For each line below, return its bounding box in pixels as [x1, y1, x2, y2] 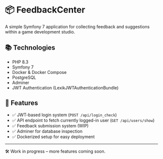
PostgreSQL [12, 74, 36, 80]
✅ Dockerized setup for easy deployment [12, 134, 95, 140]
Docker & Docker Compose [12, 69, 67, 75]
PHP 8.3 [12, 59, 29, 65]
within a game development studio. [5, 29, 75, 35]
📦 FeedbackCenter [5, 4, 85, 16]
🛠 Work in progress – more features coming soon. [5, 148, 106, 154]
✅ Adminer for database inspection [12, 128, 82, 134]
